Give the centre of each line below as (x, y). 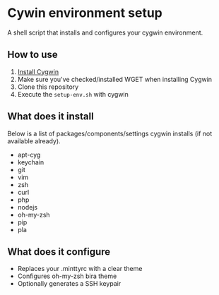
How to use (32, 55)
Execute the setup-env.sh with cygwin (73, 94)
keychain (31, 162)
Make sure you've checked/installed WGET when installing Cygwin (115, 79)
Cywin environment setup (85, 13)
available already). (34, 141)
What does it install (51, 117)
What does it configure (59, 252)
